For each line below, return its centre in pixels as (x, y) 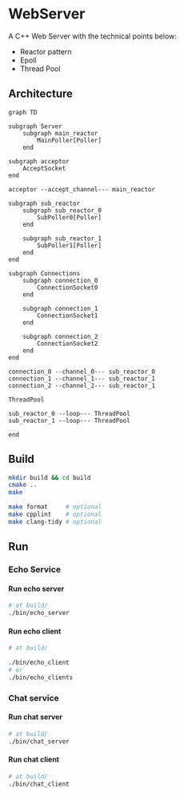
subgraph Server (35, 126)
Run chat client (34, 760)
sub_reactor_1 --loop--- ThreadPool (69, 420)
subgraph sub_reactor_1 (62, 238)
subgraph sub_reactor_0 (62, 210)
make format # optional (55, 507)
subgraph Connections (44, 273)
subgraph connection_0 (60, 280)
